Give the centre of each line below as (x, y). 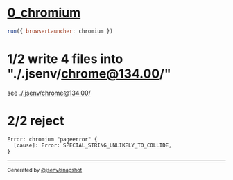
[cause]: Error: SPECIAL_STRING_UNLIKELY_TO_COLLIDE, (93, 145)
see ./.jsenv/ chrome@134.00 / (49, 93)
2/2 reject (36, 121)
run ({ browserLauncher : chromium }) (60, 31)
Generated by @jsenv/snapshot (45, 170)
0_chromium (44, 13)
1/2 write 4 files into (65, 59)
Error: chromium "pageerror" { (52, 139)
